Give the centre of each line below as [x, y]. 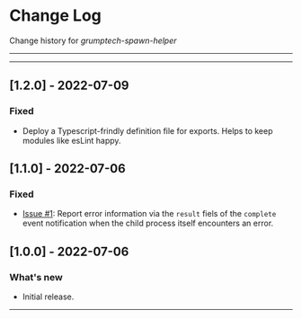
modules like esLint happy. [71, 140]
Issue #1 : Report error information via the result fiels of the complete [149, 214]
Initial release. [48, 297]
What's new [36, 277]
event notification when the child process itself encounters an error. [148, 223]
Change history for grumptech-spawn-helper [93, 40]
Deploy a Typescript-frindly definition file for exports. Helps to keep [147, 130]
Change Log [55, 16]
